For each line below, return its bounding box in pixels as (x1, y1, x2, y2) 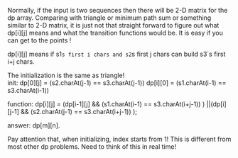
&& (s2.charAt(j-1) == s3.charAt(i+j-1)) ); (21, 108, 137, 115)
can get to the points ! (7, 36, 72, 45)
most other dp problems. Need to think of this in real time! (7, 142, 176, 151)
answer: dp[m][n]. (7, 121, 60, 130)
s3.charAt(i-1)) (7, 86, 50, 94)
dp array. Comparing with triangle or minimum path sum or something (7, 13, 212, 22)
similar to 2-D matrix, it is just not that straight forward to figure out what (7, 21, 220, 29)
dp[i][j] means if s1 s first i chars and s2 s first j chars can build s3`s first (7, 50, 226, 58)
